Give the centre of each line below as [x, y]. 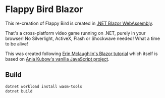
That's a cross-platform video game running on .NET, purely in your [75, 33]
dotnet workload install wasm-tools [44, 86]
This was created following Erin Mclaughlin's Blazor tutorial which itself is [81, 54]
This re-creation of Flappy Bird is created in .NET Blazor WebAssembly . [79, 23]
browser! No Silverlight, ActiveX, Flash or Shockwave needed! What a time [83, 38]
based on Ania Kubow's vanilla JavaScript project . [57, 59]
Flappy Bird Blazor [44, 9]
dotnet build [19, 91]
